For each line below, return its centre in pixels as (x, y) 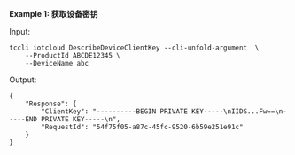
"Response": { (51, 104)
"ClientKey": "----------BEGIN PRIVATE (115, 112)
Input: (20, 31)
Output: (23, 80)
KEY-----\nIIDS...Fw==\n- (240, 112)
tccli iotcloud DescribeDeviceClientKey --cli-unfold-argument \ (134, 48)
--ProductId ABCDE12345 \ (73, 56)
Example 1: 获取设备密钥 (54, 14)
